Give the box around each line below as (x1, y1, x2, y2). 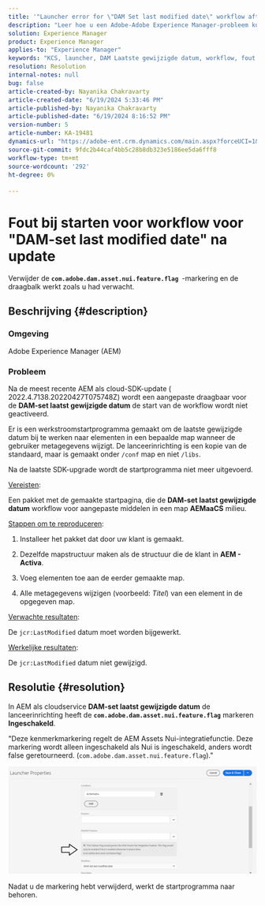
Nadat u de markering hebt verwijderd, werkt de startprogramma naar (8, 882, 235, 891)
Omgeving (8, 328, 50, 339)
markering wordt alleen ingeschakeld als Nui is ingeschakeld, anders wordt (8, 742, 252, 751)
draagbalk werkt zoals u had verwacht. (8, 282, 135, 292)
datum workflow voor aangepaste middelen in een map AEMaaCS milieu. (8, 504, 247, 513)
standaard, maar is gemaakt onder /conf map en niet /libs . (8, 449, 201, 459)
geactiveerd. (8, 409, 50, 419)
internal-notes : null (8, 71, 80, 79)
